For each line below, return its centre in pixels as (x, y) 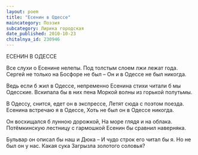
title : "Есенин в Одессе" (38, 17)
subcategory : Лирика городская (45, 28)
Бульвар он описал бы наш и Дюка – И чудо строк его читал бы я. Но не (99, 139)
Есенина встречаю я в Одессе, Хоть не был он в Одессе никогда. (90, 110)
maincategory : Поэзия (33, 23)
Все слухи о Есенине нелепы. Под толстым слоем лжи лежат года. (92, 68)
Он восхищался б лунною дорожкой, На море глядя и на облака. (89, 122)
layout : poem (22, 12)
